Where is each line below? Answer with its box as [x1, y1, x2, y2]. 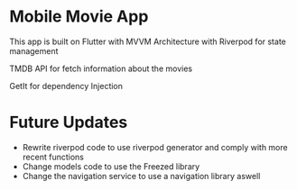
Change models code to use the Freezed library [22, 160, 200, 172]
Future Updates [9, 113, 128, 132]
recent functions [22, 151, 84, 162]
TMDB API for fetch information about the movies [9, 63, 192, 74]
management [9, 45, 59, 56]
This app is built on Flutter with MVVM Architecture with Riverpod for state [9, 36, 286, 47]
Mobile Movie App [9, 6, 149, 27]
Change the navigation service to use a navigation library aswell [22, 170, 261, 181]
